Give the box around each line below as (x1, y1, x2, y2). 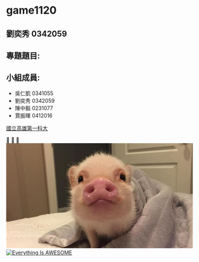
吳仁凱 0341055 (14, 90, 54, 97)
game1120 (6, 4, 57, 17)
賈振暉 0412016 (14, 112, 53, 119)
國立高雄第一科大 (6, 124, 48, 131)
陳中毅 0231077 (14, 105, 53, 112)
